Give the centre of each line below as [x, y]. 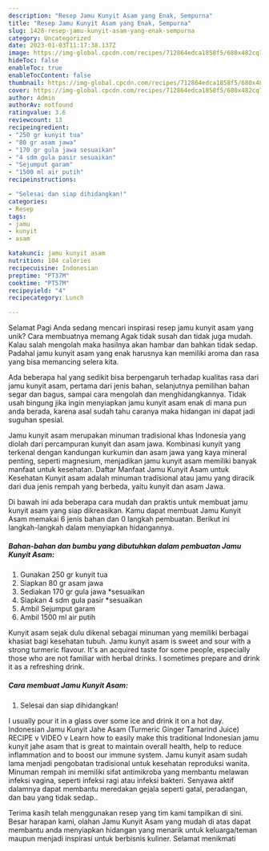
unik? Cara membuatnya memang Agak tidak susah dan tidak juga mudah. [130, 337]
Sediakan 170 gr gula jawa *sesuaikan [82, 592]
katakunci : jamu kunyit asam [57, 253]
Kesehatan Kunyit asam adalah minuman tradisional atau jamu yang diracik [131, 478]
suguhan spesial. [36, 420]
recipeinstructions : [43, 180]
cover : [19, 90]
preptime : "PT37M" [39, 276]
